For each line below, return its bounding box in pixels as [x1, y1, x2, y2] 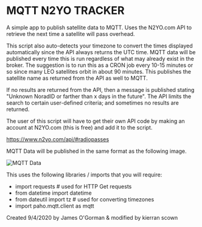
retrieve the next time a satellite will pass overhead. [6, 30, 135, 37]
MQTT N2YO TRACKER [6, 4, 125, 18]
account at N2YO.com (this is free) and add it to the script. [6, 124, 153, 131]
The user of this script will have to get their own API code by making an [6, 117, 186, 125]
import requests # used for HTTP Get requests [15, 183, 132, 190]
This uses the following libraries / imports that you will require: [6, 171, 162, 178]
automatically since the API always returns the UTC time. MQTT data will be [6, 48, 196, 55]
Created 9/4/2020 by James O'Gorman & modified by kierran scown [6, 214, 178, 221]
